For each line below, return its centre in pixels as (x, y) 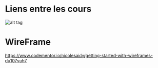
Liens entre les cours (48, 9)
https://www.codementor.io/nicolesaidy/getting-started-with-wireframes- (79, 55)
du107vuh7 (16, 60)
